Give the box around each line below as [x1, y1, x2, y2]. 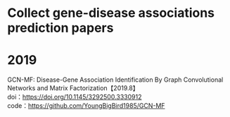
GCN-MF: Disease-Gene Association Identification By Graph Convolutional [7, 75, 224, 84]
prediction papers [7, 20, 114, 36]
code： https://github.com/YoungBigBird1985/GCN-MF [7, 101, 165, 110]
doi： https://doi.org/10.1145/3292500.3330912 [7, 93, 142, 101]
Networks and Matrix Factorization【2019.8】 [7, 84, 139, 92]
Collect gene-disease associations [7, 5, 215, 21]
